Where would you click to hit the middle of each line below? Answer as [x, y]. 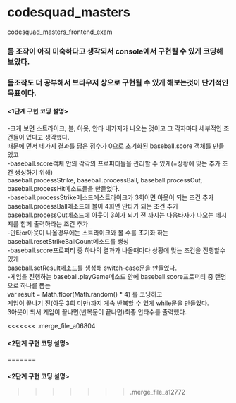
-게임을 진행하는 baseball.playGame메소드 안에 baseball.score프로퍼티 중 [110, 276]
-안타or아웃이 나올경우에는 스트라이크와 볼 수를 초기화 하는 [88, 232]
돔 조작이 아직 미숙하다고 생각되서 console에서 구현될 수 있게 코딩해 [115, 51]
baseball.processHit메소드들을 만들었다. [63, 188]
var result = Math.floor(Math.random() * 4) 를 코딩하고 [85, 294]
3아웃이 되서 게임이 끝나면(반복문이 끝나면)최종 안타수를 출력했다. [97, 311]
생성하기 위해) [34, 172]
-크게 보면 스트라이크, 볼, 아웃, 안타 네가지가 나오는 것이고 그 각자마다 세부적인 [114, 128]
